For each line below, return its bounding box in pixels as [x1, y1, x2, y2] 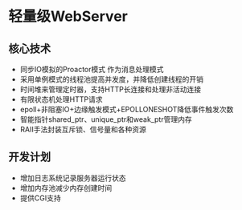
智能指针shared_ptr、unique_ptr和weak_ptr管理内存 [19, 115, 192, 124]
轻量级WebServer [8, 7, 129, 26]
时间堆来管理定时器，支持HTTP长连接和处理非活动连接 [19, 85, 202, 94]
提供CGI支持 [19, 193, 62, 203]
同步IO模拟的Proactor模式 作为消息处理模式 [19, 65, 164, 74]
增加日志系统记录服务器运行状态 [19, 173, 126, 183]
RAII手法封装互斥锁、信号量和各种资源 [19, 125, 146, 134]
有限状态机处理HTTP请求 [19, 95, 103, 104]
